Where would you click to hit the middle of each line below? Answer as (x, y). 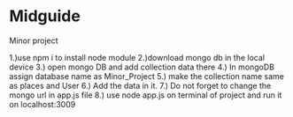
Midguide (45, 16)
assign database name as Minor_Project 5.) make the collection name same (147, 76)
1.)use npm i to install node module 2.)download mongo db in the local (137, 57)
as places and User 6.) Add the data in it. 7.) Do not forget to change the (140, 85)
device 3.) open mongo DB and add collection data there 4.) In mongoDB (142, 67)
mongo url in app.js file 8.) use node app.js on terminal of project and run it (146, 95)
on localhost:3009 (42, 104)
